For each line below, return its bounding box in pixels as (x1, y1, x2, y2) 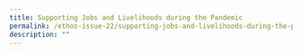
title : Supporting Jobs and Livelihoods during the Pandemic (9, 13, 244, 22)
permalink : (9, 22, 50, 31)
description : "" (9, 30, 70, 39)
